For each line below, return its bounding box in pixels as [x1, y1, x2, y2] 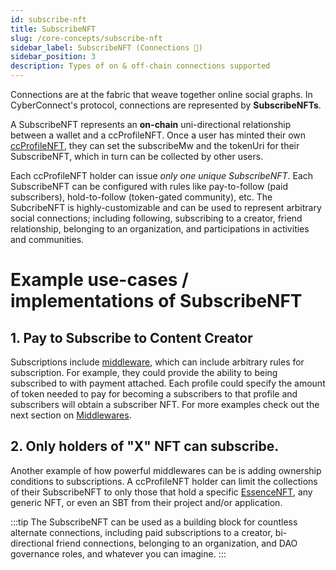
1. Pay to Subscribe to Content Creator [10, 329, 253, 346]
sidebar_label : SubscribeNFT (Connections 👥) [10, 42, 203, 53]
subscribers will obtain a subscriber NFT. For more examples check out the [10, 399, 320, 410]
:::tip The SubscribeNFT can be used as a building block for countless [10, 516, 298, 528]
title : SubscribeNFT [10, 24, 97, 34]
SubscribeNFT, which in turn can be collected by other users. [10, 151, 264, 162]
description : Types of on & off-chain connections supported [10, 61, 271, 71]
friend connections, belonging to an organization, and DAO [55, 537, 298, 549]
